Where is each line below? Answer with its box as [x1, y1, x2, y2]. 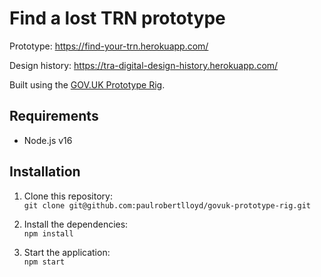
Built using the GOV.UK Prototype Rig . [9, 78, 166, 91]
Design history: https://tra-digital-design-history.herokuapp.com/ [9, 59, 279, 71]
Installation [9, 163, 81, 181]
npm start [23, 257, 66, 267]
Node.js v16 [23, 134, 73, 146]
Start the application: [23, 246, 111, 258]
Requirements [9, 108, 99, 125]
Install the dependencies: [23, 218, 129, 230]
